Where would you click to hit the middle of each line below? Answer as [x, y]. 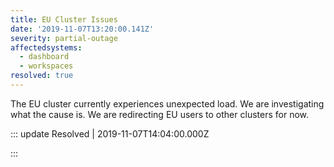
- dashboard [44, 57]
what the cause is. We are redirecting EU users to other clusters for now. [159, 114]
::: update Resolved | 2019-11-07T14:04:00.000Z [110, 133]
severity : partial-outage [64, 38]
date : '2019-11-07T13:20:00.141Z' [82, 29]
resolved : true [42, 76]
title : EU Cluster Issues [64, 19]
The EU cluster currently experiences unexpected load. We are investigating [167, 103]
